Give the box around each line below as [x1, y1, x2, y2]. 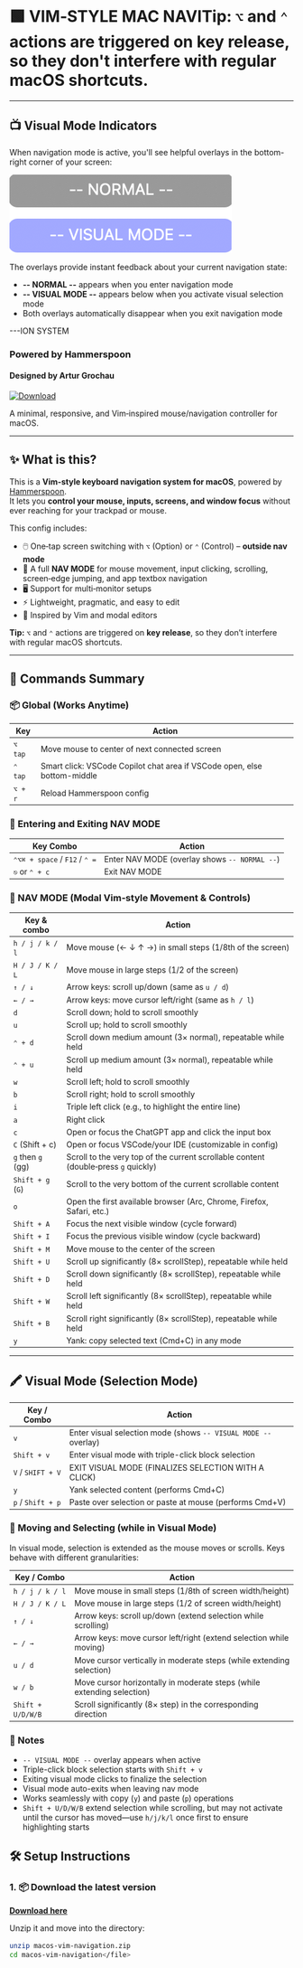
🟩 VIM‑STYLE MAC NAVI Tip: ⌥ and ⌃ [9, 6, 289, 27]
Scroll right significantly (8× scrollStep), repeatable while [66, 1313, 278, 1323]
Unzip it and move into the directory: [9, 1922, 145, 1934]
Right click [66, 1114, 106, 1125]
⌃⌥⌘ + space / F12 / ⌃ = [13, 854, 96, 865]
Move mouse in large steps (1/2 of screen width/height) [74, 1597, 282, 1608]
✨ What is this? [9, 452, 97, 467]
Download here [9, 1905, 68, 1916]
